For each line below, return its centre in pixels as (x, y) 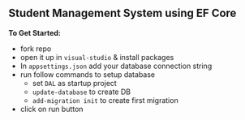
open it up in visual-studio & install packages (97, 57)
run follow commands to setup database (88, 74)
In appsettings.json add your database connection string (116, 66)
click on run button (52, 109)
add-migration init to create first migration (105, 100)
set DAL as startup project (75, 83)
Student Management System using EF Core (122, 13)
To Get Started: (34, 32)
